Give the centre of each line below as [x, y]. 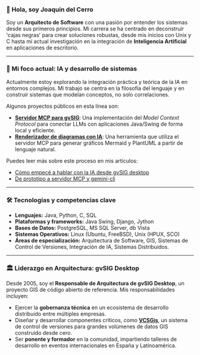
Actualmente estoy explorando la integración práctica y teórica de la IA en [97, 82]
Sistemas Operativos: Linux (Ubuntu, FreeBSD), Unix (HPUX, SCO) [97, 234]
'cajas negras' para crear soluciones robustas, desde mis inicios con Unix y [99, 35]
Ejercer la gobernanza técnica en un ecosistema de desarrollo [92, 308]
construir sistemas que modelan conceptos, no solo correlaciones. [88, 94]
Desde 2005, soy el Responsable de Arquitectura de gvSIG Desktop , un [95, 284]
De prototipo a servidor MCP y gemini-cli [65, 179]
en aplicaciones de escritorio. [43, 48]
